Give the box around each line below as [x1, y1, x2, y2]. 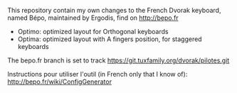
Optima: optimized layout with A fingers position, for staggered [17, 35, 202, 43]
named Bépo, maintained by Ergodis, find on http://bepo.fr [7, 13, 179, 22]
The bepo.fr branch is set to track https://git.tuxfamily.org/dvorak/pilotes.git [7, 56, 230, 65]
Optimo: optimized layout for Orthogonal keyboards [17, 28, 169, 35]
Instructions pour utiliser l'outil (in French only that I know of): [7, 70, 188, 78]
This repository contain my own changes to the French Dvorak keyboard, [7, 6, 221, 14]
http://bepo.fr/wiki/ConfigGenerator [7, 77, 112, 86]
